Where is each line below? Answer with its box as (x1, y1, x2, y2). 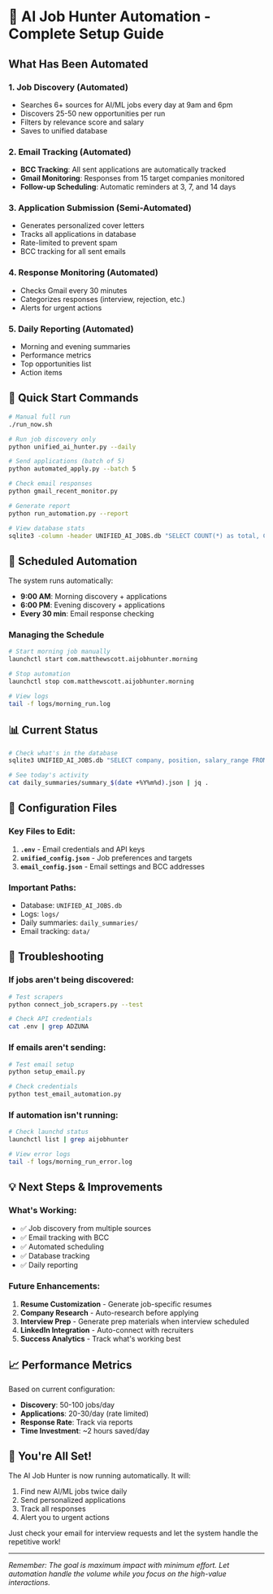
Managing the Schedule (8, 629, 105, 641)
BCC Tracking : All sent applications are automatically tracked (19, 164, 226, 174)
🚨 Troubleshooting (8, 950, 104, 964)
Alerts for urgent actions (19, 303, 102, 313)
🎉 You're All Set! (8, 1449, 92, 1463)
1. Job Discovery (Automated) (8, 81, 128, 93)
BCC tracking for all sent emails (19, 247, 126, 256)
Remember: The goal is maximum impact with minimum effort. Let (8, 1561, 230, 1570)
